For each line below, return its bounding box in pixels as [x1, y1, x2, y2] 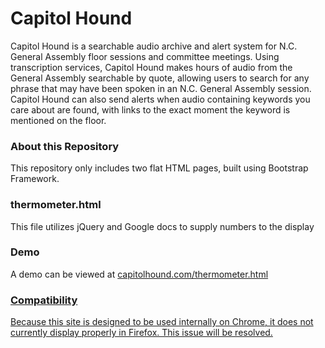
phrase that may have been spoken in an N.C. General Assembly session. [10, 82, 312, 94]
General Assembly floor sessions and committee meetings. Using [10, 50, 280, 62]
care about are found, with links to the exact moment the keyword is [10, 103, 291, 116]
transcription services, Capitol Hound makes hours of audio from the [10, 61, 293, 73]
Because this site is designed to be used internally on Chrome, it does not [10, 316, 314, 328]
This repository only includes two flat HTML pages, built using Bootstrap [10, 162, 309, 174]
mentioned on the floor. [10, 114, 107, 126]
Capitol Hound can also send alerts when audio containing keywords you [10, 93, 311, 105]
